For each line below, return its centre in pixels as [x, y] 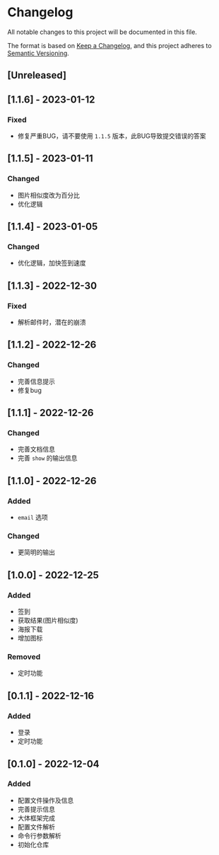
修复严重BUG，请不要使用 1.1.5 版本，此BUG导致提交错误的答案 [112, 136]
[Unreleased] [37, 75]
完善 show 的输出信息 [47, 458]
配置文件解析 [36, 827]
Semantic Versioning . [38, 53]
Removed [24, 657]
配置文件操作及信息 [46, 800]
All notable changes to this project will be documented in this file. [102, 32]
